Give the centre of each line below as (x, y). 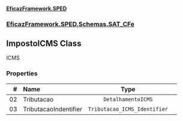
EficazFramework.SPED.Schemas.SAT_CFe (70, 24)
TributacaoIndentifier (53, 109)
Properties (22, 73)
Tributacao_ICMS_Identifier (128, 109)
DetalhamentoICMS (128, 99)
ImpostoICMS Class (44, 43)
